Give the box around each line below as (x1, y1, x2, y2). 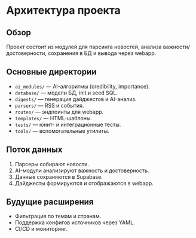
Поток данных (6, 145, 63, 155)
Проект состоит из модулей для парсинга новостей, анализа (6, 43, 162, 50)
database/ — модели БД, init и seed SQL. (14, 89, 118, 96)
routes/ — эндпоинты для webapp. (14, 108, 104, 115)
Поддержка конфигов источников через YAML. (14, 219, 136, 226)
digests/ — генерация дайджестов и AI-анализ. (14, 95, 137, 102)
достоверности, (6, 50, 47, 57)
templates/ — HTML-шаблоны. (14, 114, 93, 121)
